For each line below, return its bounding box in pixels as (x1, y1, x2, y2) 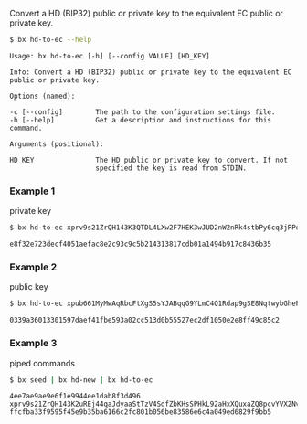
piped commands (9, 357, 76, 368)
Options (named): (9, 91, 76, 101)
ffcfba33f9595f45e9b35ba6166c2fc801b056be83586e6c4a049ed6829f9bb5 (9, 408, 272, 417)
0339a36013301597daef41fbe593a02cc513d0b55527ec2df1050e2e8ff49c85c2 (9, 315, 281, 325)
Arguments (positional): (9, 139, 104, 149)
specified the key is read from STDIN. (95, 164, 248, 173)
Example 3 (9, 337, 58, 350)
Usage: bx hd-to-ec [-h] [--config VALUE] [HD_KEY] (9, 51, 210, 60)
